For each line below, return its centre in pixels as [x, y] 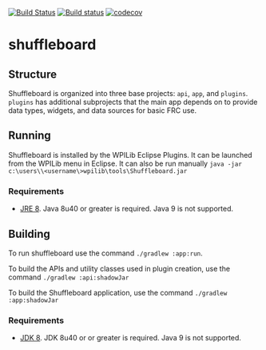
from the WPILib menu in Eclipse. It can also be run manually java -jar [125, 163]
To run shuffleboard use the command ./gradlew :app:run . [106, 253]
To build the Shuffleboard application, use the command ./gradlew [118, 292]
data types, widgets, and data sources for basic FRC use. [103, 111]
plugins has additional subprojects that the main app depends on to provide [133, 102]
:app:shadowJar [34, 300]
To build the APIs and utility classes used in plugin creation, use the [119, 268]
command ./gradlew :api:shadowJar [69, 277]
